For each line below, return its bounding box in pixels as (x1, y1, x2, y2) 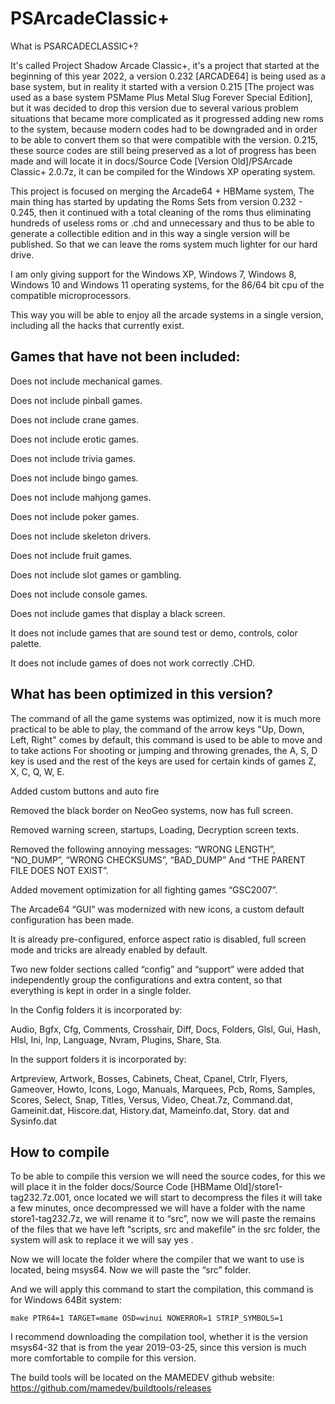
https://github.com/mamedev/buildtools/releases (10, 1382, 212, 1394)
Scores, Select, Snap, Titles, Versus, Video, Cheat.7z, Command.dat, (10, 1093, 293, 1106)
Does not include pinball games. (10, 394, 143, 406)
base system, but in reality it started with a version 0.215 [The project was (10, 80, 315, 92)
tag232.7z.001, (10, 1192, 72, 1204)
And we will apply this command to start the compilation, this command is (10, 1283, 314, 1296)
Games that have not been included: (10, 348, 241, 366)
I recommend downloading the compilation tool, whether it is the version (10, 1331, 308, 1343)
